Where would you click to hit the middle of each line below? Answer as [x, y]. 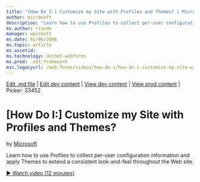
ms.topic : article [29, 45]
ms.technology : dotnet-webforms [46, 56]
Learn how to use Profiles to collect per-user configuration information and [98, 155]
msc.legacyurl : [25, 67]
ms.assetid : [21, 51]
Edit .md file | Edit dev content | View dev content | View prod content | [93, 84]
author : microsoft [29, 17]
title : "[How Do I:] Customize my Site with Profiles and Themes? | [93, 12]
